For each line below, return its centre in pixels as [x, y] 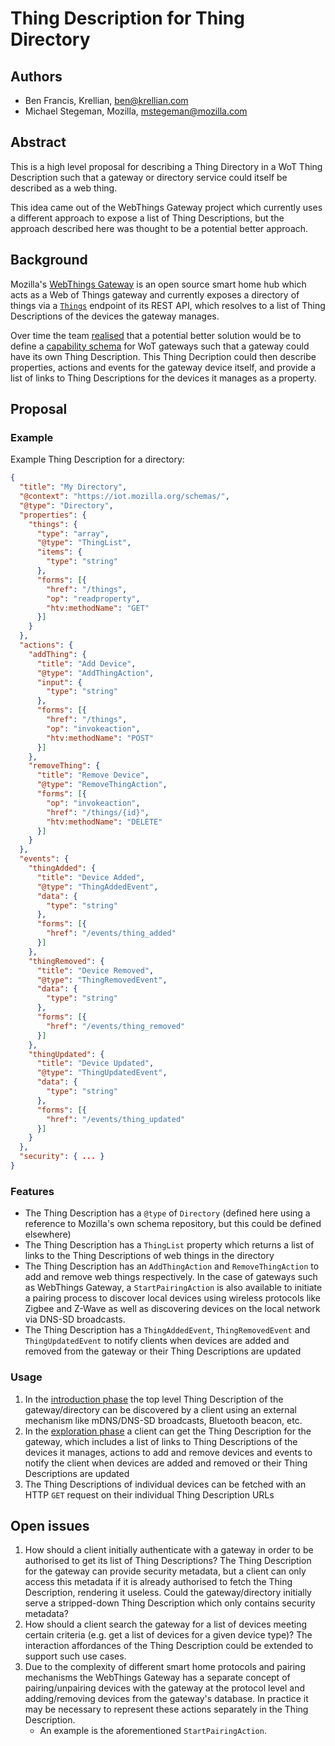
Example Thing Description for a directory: [97, 459]
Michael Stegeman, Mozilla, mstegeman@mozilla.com [136, 111]
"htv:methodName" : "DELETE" [104, 822]
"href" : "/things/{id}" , [98, 812]
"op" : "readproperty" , [93, 598]
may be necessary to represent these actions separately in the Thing [166, 1709]
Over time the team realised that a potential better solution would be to [156, 335]
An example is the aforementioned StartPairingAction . [153, 1731]
